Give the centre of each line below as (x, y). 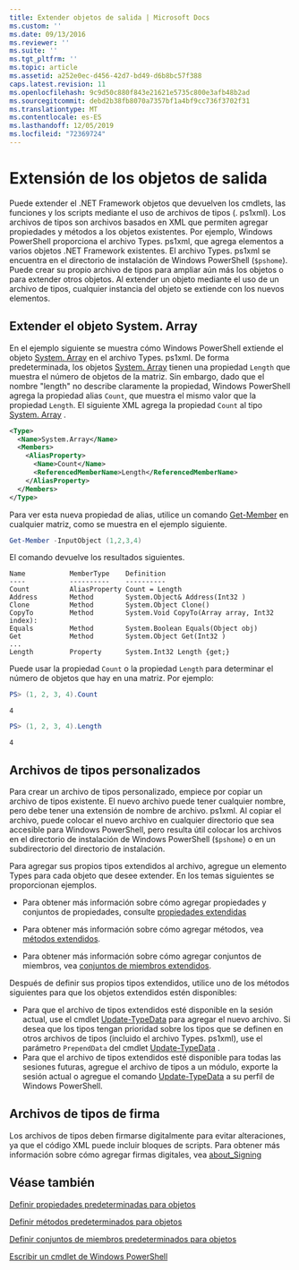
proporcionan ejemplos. (53, 885)
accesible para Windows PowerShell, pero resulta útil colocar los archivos (145, 830)
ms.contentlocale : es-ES (56, 117)
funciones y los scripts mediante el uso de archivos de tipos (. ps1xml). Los (148, 212)
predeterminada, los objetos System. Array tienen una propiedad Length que (150, 367)
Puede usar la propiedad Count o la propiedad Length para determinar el (141, 669)
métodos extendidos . (61, 938)
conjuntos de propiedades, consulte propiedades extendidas (134, 912)
